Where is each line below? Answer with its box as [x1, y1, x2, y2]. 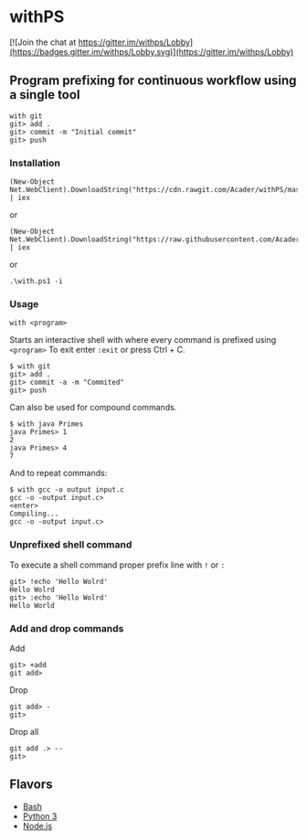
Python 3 [22, 811, 58, 822]
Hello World [9, 601, 55, 610]
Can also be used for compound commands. [9, 402, 177, 413]
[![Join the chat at [9, 37, 77, 48]
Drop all [9, 726, 39, 737]
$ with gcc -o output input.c [9, 485, 125, 494]
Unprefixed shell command [9, 538, 132, 551]
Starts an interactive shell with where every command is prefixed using [9, 335, 277, 346]
